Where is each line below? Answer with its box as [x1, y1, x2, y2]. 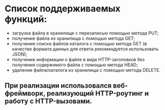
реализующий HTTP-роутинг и [46, 89, 149, 98]
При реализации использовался [5, 82, 112, 90]
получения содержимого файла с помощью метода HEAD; [12, 62, 138, 68]
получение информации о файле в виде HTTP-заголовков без [12, 56, 145, 62]
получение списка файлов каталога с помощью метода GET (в [12, 40, 147, 46]
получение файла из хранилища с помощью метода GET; [12, 35, 135, 41]
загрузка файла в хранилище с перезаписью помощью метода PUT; [12, 30, 159, 36]
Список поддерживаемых [5, 3, 121, 14]
